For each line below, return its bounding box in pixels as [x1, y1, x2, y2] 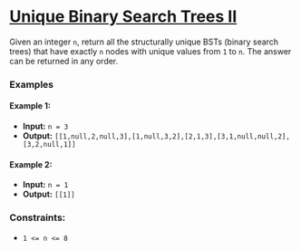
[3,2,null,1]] [22, 140, 76, 149]
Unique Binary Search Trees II [9, 6, 238, 27]
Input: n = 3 [22, 120, 69, 132]
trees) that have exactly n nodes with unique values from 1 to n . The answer [9, 45, 292, 56]
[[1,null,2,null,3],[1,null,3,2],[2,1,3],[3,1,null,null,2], [53, 132, 290, 141]
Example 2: [9, 159, 53, 169]
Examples [9, 78, 54, 91]
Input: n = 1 [22, 179, 69, 190]
